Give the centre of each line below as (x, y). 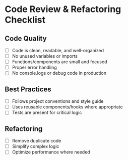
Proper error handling (35, 67)
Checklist (25, 20)
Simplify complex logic (36, 146)
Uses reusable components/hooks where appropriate (67, 107)
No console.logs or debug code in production (59, 73)
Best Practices (28, 89)
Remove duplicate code (37, 141)
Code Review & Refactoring (63, 9)
